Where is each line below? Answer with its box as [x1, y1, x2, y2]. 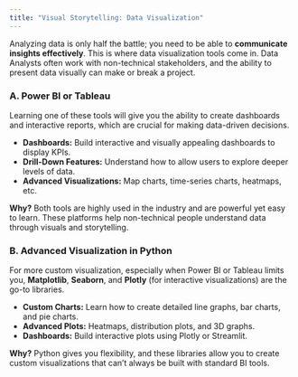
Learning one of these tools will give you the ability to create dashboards [9, 109, 281, 120]
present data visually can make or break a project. [9, 67, 196, 78]
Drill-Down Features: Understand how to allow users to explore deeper [22, 156, 289, 167]
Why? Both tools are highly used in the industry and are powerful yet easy [9, 203, 286, 213]
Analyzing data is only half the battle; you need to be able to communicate [9, 38, 288, 49]
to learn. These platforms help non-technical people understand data [9, 212, 266, 222]
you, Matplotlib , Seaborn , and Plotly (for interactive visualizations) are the [9, 275, 287, 286]
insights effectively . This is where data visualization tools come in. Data [9, 47, 279, 59]
